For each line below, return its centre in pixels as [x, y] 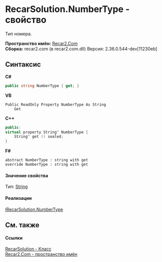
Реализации [18, 198]
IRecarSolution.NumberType [34, 209]
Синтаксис [23, 64]
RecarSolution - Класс [28, 249]
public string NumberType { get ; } [42, 86]
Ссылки [14, 238]
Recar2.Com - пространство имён [41, 254]
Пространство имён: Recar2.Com [41, 43]
